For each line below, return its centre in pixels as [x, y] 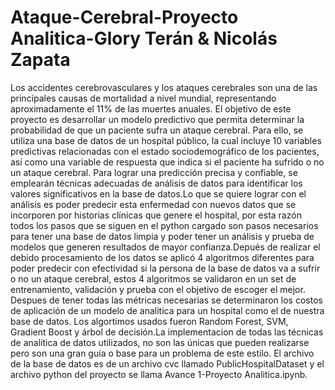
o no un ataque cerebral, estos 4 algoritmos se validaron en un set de [153, 278]
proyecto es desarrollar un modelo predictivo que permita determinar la [157, 119]
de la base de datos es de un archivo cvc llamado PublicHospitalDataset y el [167, 363]
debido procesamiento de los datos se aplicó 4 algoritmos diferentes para [162, 257]
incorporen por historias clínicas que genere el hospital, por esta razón [156, 215]
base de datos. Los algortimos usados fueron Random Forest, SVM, [149, 321]
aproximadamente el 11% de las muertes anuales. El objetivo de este [151, 108]
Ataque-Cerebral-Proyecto [124, 17]
